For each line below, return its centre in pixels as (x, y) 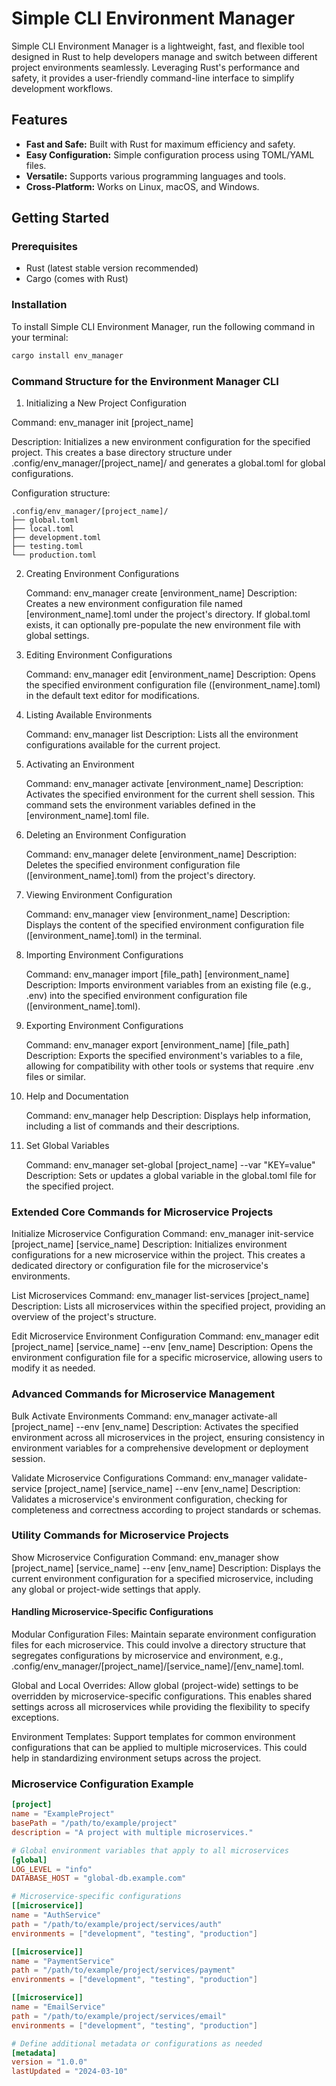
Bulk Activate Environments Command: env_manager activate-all (144, 1416)
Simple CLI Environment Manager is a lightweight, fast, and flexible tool (158, 46)
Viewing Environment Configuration (99, 894)
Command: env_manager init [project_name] (102, 422)
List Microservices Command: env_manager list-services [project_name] (160, 1296)
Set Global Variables (67, 1145)
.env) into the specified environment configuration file (136, 995)
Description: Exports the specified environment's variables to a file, (164, 1055)
